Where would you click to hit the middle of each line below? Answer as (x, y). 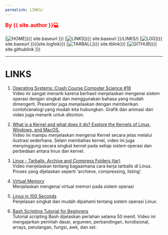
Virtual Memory (28, 181)
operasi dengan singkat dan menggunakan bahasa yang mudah (78, 99)
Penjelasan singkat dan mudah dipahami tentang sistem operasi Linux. (85, 201)
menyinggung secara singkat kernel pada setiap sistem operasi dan (82, 145)
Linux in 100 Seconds (34, 196)
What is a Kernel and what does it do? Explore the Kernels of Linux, (81, 124)
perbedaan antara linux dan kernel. (48, 151)
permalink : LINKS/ (24, 10)
